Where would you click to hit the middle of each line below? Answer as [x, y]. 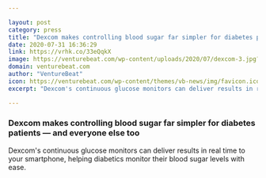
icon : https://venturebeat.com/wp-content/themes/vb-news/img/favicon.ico [134, 81]
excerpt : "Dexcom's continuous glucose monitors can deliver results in [131, 89]
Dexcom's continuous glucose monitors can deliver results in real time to [127, 150]
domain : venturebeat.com [49, 67]
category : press [35, 30]
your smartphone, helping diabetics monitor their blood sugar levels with [127, 158]
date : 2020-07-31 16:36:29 [53, 44]
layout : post [30, 22]
